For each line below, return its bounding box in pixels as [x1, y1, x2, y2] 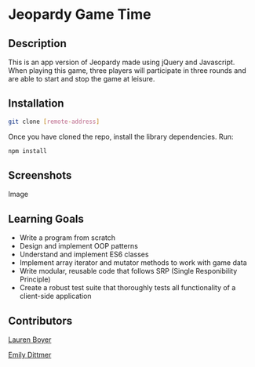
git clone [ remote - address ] [8, 118, 100, 125]
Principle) [19, 274, 51, 284]
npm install [8, 147, 47, 154]
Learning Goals [8, 212, 85, 225]
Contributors [8, 314, 73, 327]
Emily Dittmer [8, 351, 52, 359]
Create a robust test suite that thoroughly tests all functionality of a [19, 283, 236, 293]
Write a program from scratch [19, 233, 116, 242]
